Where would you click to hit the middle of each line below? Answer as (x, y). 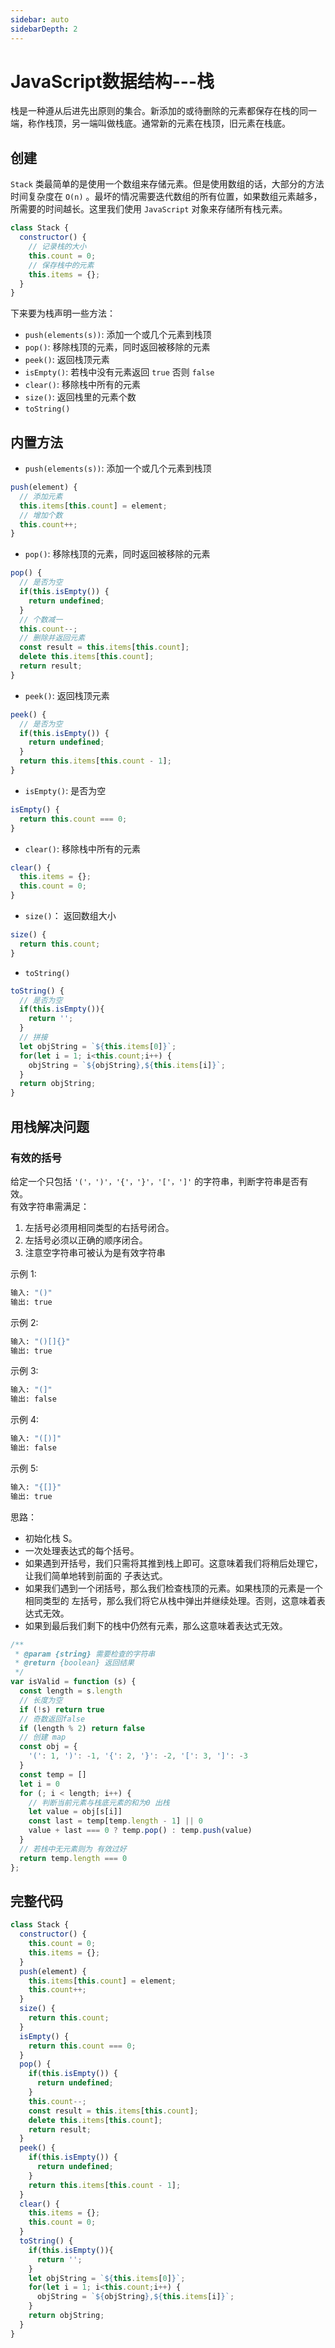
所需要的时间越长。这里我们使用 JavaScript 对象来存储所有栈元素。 (149, 209)
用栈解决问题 (50, 1126)
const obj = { (48, 1747)
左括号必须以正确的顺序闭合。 (86, 1240)
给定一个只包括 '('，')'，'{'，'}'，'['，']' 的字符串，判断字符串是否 (155, 1181)
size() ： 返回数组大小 (70, 916)
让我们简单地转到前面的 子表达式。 (96, 1575)
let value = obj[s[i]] (75, 1812)
